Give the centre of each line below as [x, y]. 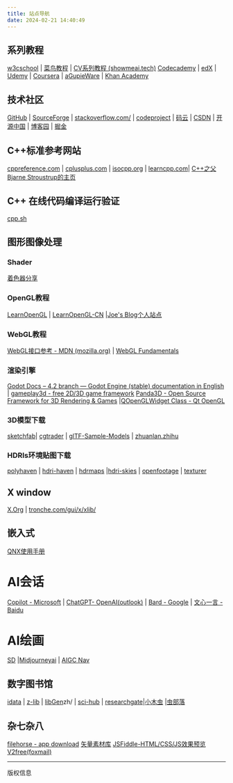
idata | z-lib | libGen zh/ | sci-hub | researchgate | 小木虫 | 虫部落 [96, 702]
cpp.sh [17, 218]
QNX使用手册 [26, 551]
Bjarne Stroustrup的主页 [42, 177]
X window [29, 492]
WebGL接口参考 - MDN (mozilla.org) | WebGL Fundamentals [93, 351]
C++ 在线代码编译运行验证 [63, 201]
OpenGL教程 [28, 298]
